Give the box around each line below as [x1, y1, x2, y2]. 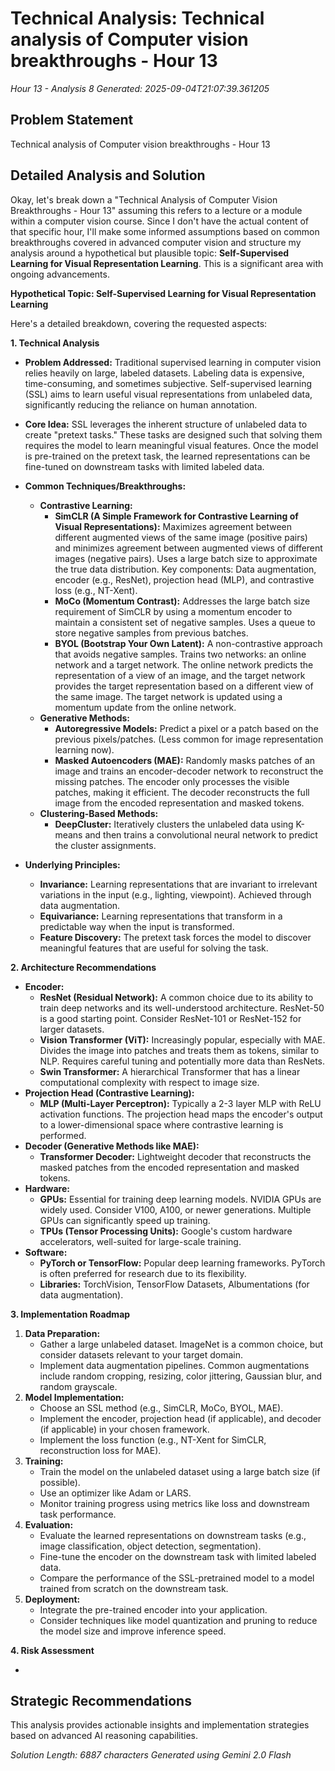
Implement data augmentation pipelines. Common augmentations [39, 1359, 310, 1371]
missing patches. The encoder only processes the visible [54, 775, 290, 787]
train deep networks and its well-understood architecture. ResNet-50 [39, 1002, 325, 1014]
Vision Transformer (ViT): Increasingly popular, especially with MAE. [39, 1033, 326, 1046]
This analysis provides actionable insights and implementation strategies [10, 1719, 310, 1731]
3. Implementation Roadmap [10, 1308, 131, 1320]
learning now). [54, 743, 115, 756]
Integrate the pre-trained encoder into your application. [39, 1603, 268, 1616]
